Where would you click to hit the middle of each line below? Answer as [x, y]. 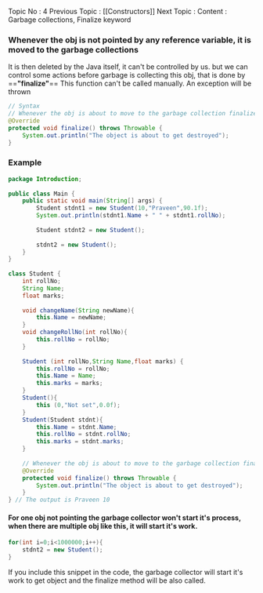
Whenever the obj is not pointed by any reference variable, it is [130, 40]
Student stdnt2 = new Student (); [91, 230]
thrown [20, 92]
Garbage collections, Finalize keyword [70, 20]
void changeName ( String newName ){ [78, 310]
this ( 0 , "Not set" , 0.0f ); [79, 405]
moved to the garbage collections [74, 49]
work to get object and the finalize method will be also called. [107, 580]
